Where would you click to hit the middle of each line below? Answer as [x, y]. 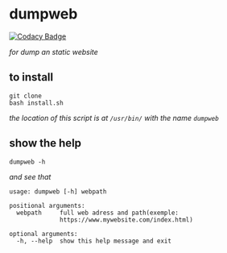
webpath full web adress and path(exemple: [98, 213]
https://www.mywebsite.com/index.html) [127, 220]
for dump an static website [54, 52]
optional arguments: [44, 234]
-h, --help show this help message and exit [94, 241]
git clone [26, 96]
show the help [45, 143]
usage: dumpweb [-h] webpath [58, 191]
